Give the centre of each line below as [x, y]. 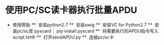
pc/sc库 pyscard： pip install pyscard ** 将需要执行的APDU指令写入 [88, 31]
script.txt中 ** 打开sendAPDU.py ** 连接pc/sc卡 [63, 37]
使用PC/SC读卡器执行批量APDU [71, 10]
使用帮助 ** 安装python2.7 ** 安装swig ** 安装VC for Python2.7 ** [82, 25]
